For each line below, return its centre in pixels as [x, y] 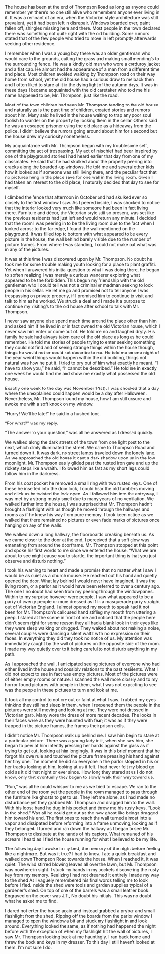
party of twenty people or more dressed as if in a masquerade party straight [82, 602]
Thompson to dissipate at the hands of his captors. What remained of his [79, 834]
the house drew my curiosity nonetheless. [48, 136]
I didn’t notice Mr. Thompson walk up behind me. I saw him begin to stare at [82, 735]
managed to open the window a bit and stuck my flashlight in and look [76, 921]
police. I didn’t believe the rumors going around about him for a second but [81, 131]
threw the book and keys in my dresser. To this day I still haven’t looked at [80, 942]
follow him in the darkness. [33, 474]
